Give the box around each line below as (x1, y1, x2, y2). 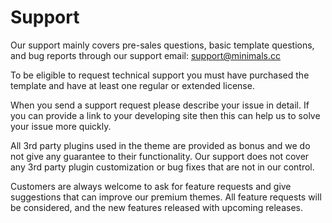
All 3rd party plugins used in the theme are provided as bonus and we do (10, 139, 311, 151)
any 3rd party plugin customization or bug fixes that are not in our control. (10, 161, 315, 173)
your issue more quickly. (10, 120, 112, 132)
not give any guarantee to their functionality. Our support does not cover (10, 150, 310, 162)
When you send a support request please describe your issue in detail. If (10, 99, 310, 111)
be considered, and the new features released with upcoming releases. (10, 201, 303, 213)
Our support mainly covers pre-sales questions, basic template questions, (10, 39, 315, 51)
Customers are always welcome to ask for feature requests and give (10, 180, 292, 192)
